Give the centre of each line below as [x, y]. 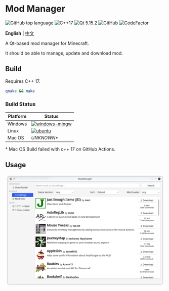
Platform [17, 116]
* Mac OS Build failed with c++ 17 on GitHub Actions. [60, 149]
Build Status [20, 104]
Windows [17, 124]
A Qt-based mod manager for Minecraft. [47, 43]
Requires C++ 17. [23, 81]
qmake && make [20, 91]
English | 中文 [20, 33]
